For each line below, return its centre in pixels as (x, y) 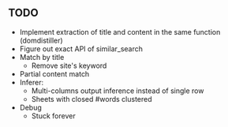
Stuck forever (54, 116)
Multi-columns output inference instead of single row (118, 91)
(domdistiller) (41, 40)
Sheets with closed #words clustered (92, 99)
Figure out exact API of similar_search (81, 49)
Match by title (42, 57)
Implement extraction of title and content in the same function (120, 32)
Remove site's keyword (69, 65)
